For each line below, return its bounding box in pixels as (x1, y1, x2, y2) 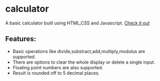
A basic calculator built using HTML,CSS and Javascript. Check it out (5, 20, 150, 26)
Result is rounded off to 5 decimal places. (12, 70, 100, 76)
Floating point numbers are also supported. (12, 64, 103, 70)
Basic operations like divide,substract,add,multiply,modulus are (12, 48, 145, 54)
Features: (5, 35, 37, 43)
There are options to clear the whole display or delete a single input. (12, 59, 155, 65)
